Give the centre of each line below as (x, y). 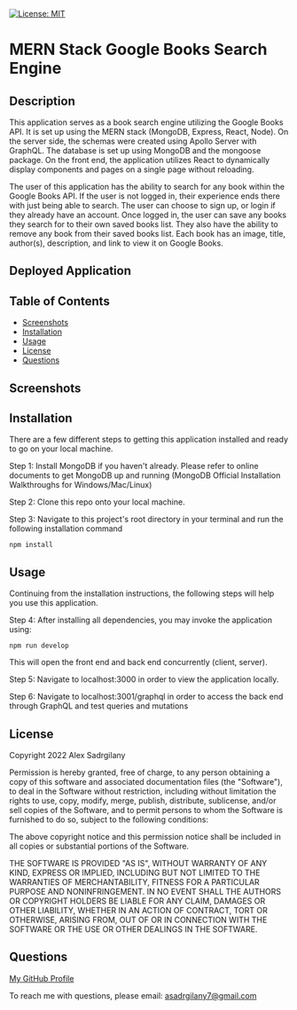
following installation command (66, 528)
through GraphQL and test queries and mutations (99, 706)
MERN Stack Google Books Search (138, 50)
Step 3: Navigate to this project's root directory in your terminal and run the (146, 520)
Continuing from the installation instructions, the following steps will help (142, 593)
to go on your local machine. (61, 449)
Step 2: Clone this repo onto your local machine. (97, 502)
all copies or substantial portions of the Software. (99, 846)
